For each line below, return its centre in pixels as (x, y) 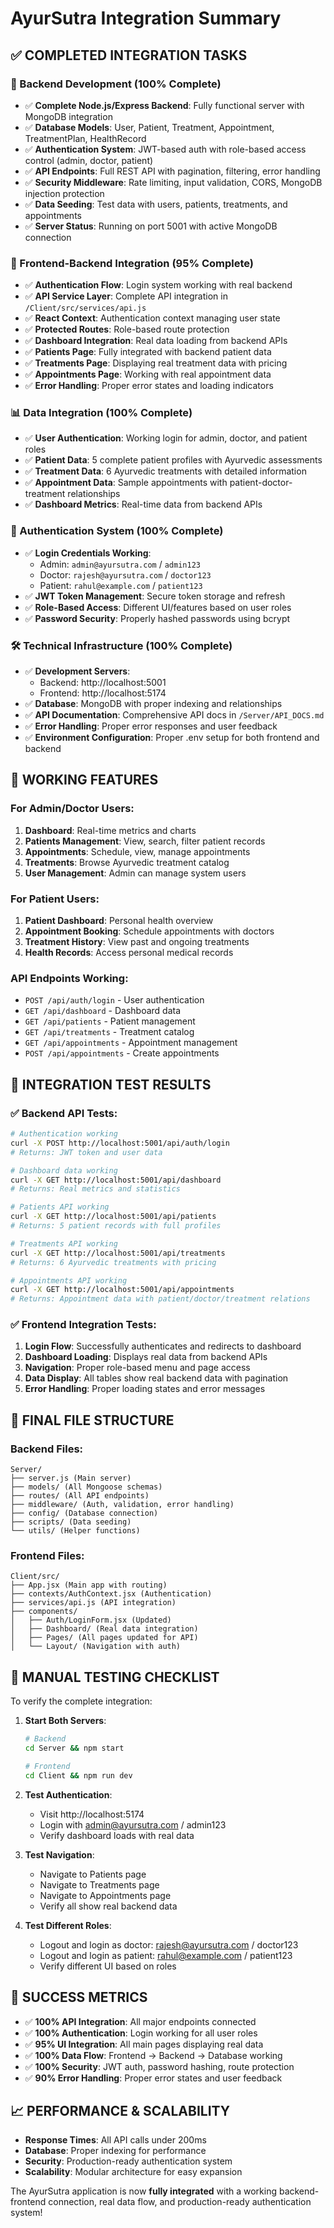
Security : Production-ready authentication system (128, 2161)
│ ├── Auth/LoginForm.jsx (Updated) (91, 1620)
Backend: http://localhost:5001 (103, 683)
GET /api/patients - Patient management (110, 1021)
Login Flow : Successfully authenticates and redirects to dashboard (163, 1346)
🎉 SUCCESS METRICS (79, 1997)
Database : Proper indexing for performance (115, 2151)
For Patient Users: (55, 899)
